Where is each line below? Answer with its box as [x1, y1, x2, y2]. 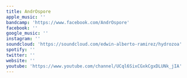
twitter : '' [6, 52, 35, 58]
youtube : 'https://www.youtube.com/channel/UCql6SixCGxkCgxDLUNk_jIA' [6, 63, 182, 69]
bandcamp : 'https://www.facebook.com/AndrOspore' [6, 19, 130, 25]
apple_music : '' [6, 14, 46, 20]
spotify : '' [6, 47, 35, 53]
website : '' [6, 57, 35, 63]
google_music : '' [6, 30, 49, 36]
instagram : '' [6, 36, 41, 42]
